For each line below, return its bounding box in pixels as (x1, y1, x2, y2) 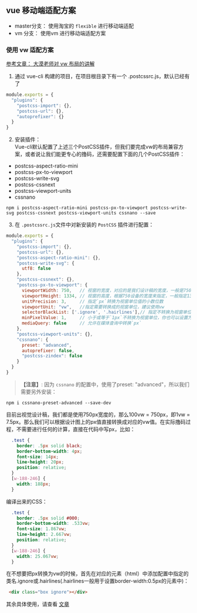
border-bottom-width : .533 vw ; (16, 521, 91, 527)
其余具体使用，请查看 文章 (6, 601, 69, 608)
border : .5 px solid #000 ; (16, 515, 80, 521)
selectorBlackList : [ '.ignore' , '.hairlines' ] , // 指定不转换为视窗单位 (21, 309, 192, 316)
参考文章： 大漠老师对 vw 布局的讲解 (6, 61, 95, 68)
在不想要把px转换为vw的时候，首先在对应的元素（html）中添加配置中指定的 (6, 570, 189, 577)
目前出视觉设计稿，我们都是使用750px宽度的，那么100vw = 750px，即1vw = (6, 411, 191, 418)
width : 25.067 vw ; (16, 553, 59, 560)
